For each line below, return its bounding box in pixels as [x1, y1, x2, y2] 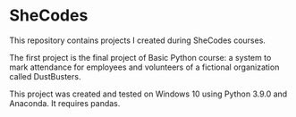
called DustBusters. [9, 71, 81, 81]
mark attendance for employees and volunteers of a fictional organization [9, 62, 280, 72]
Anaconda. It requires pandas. [9, 97, 121, 108]
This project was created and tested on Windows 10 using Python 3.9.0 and [9, 88, 288, 99]
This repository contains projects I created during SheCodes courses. [9, 35, 266, 46]
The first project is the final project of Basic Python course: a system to [9, 52, 272, 63]
